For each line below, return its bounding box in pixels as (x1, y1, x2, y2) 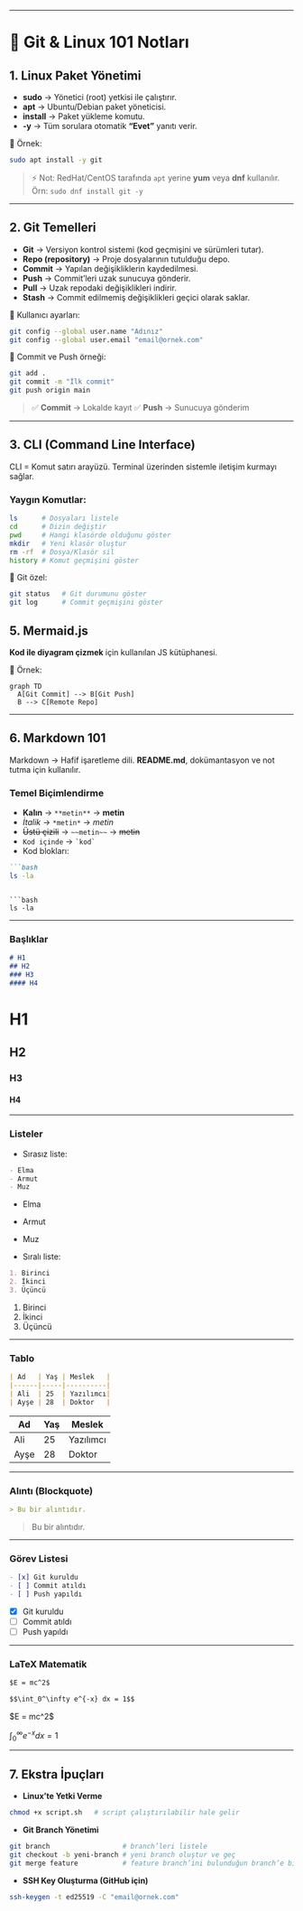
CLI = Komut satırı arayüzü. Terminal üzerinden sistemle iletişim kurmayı (9, 461, 277, 472)
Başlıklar (9, 932, 49, 945)
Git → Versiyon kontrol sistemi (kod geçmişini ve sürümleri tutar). (22, 244, 264, 255)
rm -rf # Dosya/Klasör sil (9, 547, 115, 556)
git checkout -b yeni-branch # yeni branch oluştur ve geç (9, 1851, 236, 1860)
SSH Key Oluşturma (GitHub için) (22, 1875, 149, 1886)
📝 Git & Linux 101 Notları (9, 32, 189, 52)
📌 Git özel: (9, 572, 48, 583)
